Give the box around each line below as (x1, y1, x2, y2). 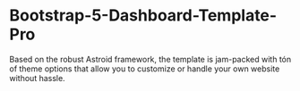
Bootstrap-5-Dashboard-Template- (9, 5, 278, 26)
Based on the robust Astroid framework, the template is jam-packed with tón (9, 54, 292, 64)
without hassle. (9, 72, 65, 83)
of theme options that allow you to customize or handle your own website (9, 63, 280, 74)
